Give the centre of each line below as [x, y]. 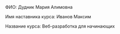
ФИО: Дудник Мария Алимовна [39, 7]
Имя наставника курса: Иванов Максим [48, 17]
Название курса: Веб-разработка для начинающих [60, 26]
